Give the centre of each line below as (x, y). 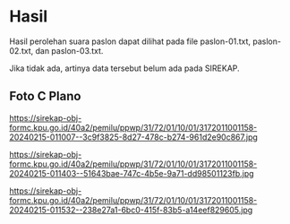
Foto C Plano (45, 96)
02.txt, (21, 50)
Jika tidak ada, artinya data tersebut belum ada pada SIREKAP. (124, 68)
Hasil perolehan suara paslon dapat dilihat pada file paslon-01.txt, (130, 41)
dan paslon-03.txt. (69, 50)
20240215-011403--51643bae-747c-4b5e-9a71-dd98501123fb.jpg (132, 173)
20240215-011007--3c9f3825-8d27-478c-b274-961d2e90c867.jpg (133, 137)
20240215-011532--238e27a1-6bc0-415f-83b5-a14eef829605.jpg (131, 210)
